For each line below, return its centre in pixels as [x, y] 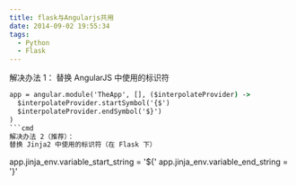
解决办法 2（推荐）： [42, 137]
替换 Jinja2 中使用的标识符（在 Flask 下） [83, 145]
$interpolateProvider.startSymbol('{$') [94, 103]
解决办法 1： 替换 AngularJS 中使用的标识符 [89, 78]
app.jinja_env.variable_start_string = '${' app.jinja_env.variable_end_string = [149, 162]
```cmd [22, 128]
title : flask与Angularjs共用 [62, 18]
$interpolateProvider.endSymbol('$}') [90, 111]
